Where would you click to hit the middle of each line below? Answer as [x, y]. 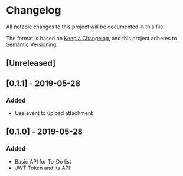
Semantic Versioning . [32, 44]
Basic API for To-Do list [43, 161]
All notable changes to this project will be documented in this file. [86, 27]
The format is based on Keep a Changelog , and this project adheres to [91, 38]
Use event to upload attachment [54, 113]
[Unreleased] [31, 63]
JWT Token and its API [42, 168]
